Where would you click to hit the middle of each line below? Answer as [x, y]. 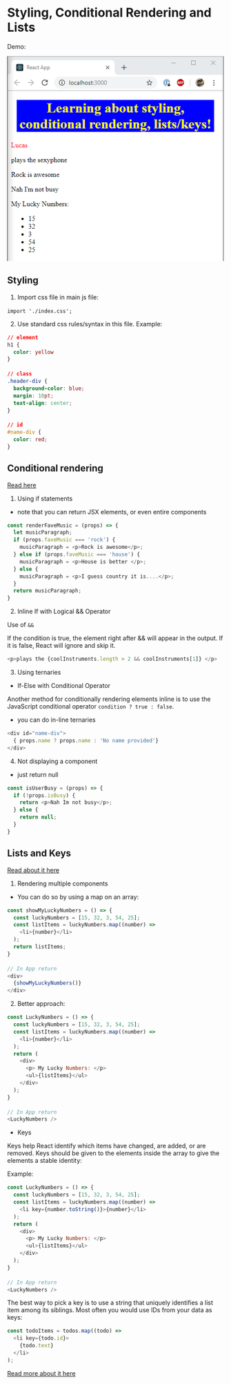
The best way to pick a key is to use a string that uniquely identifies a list [110, 1303]
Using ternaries [39, 673]
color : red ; [31, 440]
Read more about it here [41, 1373]
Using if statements [45, 498]
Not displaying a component [57, 761]
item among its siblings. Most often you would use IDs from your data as [110, 1310]
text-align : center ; [43, 403]
